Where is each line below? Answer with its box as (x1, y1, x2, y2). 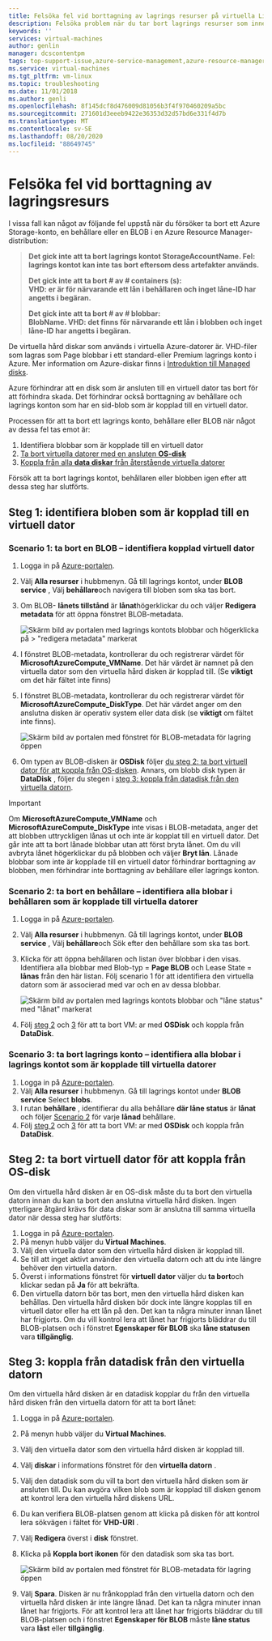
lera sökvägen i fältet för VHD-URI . (19, 1518, 139, 1528)
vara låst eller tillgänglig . (19, 1623, 105, 1633)
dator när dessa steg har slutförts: (8, 1213, 121, 1222)
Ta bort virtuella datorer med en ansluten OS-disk (19, 449, 187, 458)
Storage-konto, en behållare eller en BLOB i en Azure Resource (8, 228, 219, 237)
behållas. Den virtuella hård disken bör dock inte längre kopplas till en (19, 1297, 253, 1306)
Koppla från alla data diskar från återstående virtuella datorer (19, 458, 225, 467)
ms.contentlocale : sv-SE (8, 125, 92, 133)
